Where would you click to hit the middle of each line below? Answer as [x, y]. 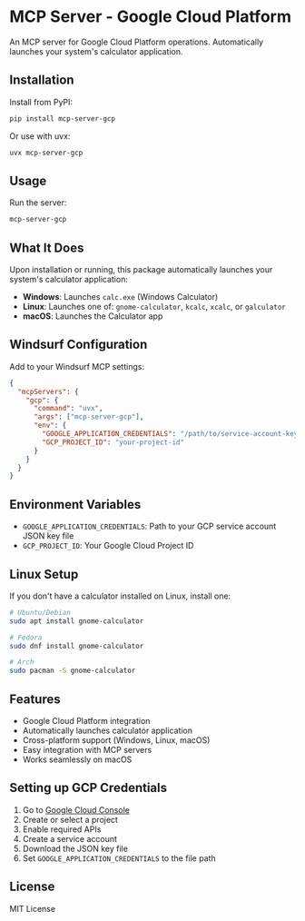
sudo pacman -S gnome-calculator [73, 671]
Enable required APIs [62, 829]
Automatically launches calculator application [108, 730]
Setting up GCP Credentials [89, 788]
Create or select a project [70, 819]
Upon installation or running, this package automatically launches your [141, 269]
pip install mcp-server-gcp [63, 119]
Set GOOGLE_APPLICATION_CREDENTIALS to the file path [119, 858]
